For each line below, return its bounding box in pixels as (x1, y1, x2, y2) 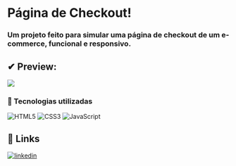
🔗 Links (7, 132, 40, 145)
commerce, (7, 39, 47, 49)
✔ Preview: (7, 60, 57, 72)
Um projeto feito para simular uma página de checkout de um (7, 30, 221, 40)
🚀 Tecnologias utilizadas (7, 96, 93, 106)
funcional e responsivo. (48, 39, 132, 49)
